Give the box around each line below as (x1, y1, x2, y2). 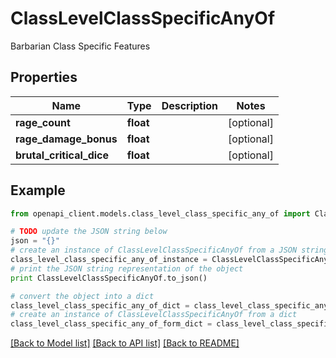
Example (10, 182, 66, 199)
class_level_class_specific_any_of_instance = (10, 255, 208, 265)
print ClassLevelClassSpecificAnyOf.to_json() (10, 273, 208, 283)
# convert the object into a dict (10, 291, 155, 301)
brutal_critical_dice (15, 148, 110, 162)
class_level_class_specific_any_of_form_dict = (10, 319, 213, 329)
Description (161, 98, 219, 112)
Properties (10, 69, 78, 86)
